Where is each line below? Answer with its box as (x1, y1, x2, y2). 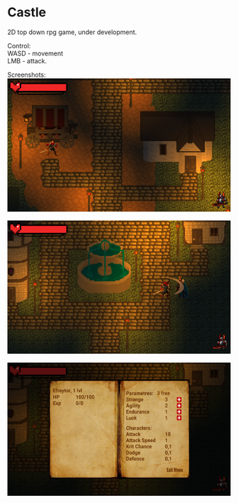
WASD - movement (7, 49, 64, 58)
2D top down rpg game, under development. (7, 28, 137, 36)
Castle (7, 4, 47, 21)
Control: (7, 41, 31, 50)
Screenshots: (7, 70, 46, 79)
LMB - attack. (7, 56, 47, 65)
